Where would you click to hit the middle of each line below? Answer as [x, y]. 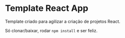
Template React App [47, 8]
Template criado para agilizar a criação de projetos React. [63, 21]
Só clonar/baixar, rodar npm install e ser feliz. [51, 30]
